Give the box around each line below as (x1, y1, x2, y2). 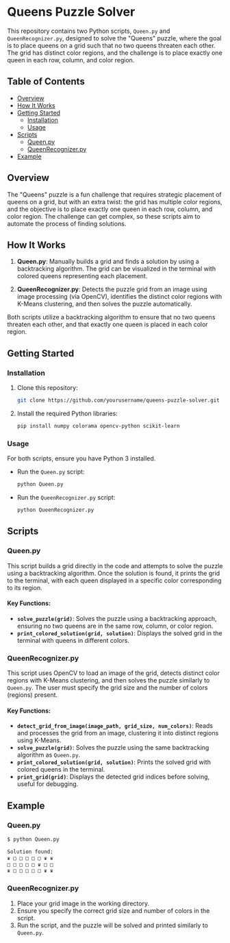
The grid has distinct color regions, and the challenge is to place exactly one (7, 49, 222, 57)
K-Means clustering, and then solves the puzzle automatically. (16, 299, 192, 308)
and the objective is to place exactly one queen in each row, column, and (7, 205, 213, 213)
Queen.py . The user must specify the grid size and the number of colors (7, 683, 208, 692)
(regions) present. (7, 691, 58, 699)
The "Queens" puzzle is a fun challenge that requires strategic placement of (7, 190, 222, 199)
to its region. (7, 583, 42, 591)
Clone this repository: (16, 384, 78, 392)
